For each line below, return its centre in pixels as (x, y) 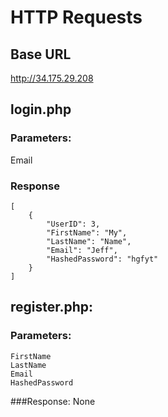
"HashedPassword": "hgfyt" (102, 259)
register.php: (52, 307)
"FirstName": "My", (87, 232)
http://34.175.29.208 (52, 78)
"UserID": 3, (73, 224)
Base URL (41, 54)
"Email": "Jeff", (82, 250)
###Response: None (53, 401)
